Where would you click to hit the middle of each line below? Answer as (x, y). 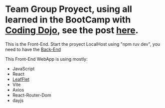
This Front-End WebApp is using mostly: (47, 59)
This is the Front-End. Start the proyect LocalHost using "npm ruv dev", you (83, 44)
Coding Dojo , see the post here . (72, 30)
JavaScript (23, 69)
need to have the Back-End (33, 49)
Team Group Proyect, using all (69, 9)
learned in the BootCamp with (68, 20)
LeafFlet (21, 79)
